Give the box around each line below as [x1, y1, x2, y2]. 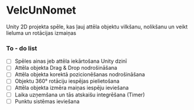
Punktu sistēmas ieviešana [14, 98, 80, 105]
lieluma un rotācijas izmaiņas [6, 29, 77, 36]
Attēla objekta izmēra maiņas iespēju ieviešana [14, 84, 129, 92]
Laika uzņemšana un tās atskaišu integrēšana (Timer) [14, 91, 145, 98]
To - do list [6, 44, 37, 52]
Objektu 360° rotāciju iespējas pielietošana [14, 77, 120, 85]
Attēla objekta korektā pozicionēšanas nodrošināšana [14, 71, 145, 78]
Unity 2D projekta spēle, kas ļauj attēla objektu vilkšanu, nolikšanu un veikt [6, 23, 188, 30]
